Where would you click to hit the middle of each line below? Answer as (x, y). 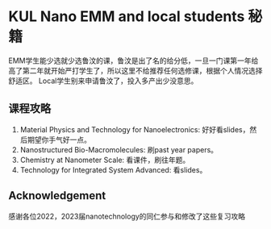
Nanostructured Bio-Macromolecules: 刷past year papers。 (119, 149)
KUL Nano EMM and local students (127, 17)
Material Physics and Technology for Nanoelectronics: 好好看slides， (135, 129)
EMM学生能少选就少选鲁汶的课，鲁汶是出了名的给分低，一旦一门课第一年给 (133, 60)
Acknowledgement (57, 196)
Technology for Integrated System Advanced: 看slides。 (113, 169)
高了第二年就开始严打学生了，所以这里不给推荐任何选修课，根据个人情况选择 (135, 70)
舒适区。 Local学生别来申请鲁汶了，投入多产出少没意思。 (103, 81)
